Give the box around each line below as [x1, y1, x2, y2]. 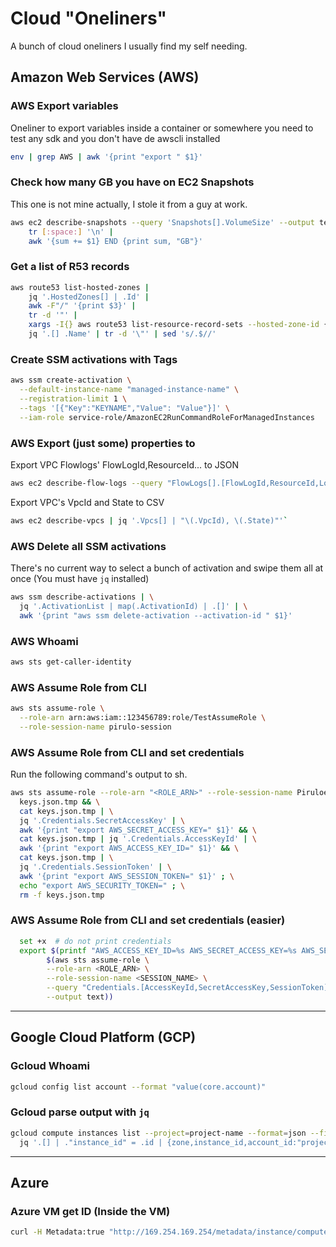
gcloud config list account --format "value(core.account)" [10, 1082, 267, 1092]
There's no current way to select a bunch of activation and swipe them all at [10, 562, 324, 574]
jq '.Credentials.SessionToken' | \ [19, 862, 172, 872]
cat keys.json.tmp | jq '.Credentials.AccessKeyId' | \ [19, 834, 257, 844]
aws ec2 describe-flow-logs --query [10, 478, 163, 488]
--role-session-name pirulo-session [19, 722, 172, 732]
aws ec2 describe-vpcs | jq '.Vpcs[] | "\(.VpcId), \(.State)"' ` [10, 515, 288, 526]
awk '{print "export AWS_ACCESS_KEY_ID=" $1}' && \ [19, 843, 240, 854]
